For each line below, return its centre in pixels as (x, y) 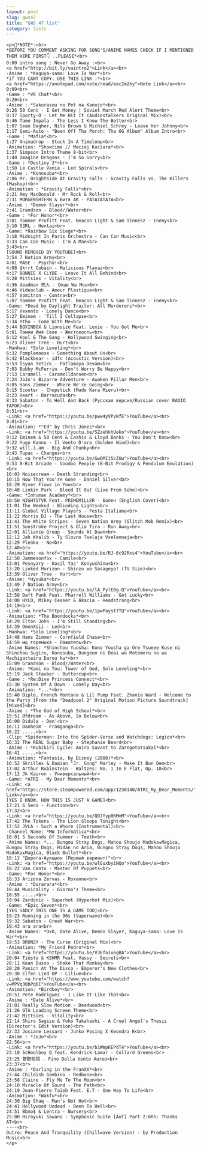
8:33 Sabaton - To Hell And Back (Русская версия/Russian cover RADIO (96, 401)
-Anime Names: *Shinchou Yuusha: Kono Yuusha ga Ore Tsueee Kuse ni (93, 648)
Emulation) (180, 464)
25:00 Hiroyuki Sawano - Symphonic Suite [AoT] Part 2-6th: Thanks (92, 1117)
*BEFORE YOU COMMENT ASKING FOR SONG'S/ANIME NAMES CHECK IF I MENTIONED (100, 50)
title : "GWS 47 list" (33, 23)
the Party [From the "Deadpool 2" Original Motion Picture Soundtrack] (97, 701)
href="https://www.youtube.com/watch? (81, 979)
